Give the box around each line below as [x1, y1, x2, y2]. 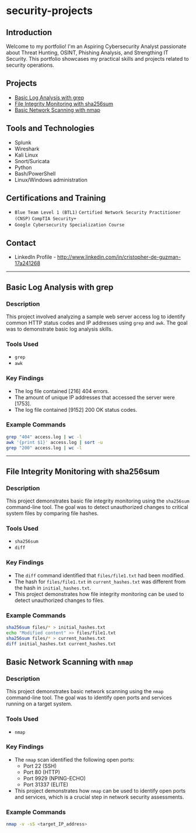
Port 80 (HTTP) [23, 768, 60, 776]
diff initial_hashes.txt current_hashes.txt [6, 641, 116, 647]
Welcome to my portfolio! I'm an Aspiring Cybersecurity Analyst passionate [6, 43, 187, 50]
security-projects [6, 4, 93, 18]
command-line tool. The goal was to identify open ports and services [6, 694, 172, 701]
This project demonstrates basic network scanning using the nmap [6, 688, 164, 695]
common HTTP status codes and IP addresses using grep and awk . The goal [6, 319, 188, 326]
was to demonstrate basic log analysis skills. [6, 325, 113, 332]
